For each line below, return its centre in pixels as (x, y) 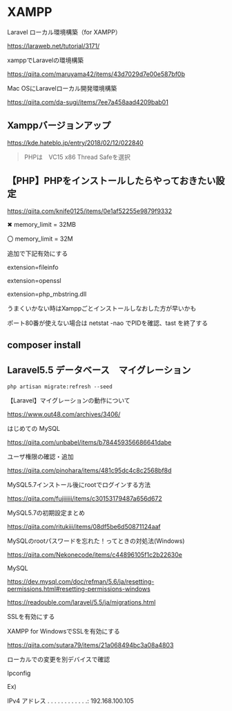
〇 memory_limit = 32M (40, 239)
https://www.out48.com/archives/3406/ (64, 414)
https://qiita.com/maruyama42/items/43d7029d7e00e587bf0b (96, 74)
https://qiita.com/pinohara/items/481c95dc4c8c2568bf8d (89, 470)
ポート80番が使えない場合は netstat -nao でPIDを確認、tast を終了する (108, 323)
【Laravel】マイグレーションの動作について (69, 400)
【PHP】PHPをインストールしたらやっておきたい (112, 181)
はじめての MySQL (34, 428)
